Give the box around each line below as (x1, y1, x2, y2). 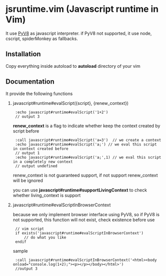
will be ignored (12, 177, 43, 184)
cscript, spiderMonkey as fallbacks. (5, 36, 78, 42)
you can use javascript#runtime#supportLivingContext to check (12, 187, 147, 193)
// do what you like (24, 235, 66, 240)
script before (12, 128, 40, 134)
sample (12, 248, 28, 254)
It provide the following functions (5, 91, 73, 96)
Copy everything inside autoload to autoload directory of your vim (5, 63, 140, 69)
